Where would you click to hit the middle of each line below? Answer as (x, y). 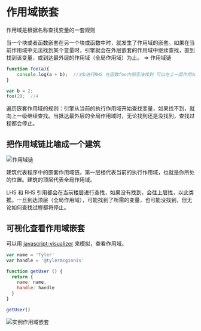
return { (22, 277)
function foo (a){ (28, 69)
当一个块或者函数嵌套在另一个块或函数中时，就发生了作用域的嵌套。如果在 (98, 42)
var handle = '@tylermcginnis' (45, 260)
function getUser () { (34, 271)
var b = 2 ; (20, 91)
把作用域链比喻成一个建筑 (53, 144)
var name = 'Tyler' (31, 255)
